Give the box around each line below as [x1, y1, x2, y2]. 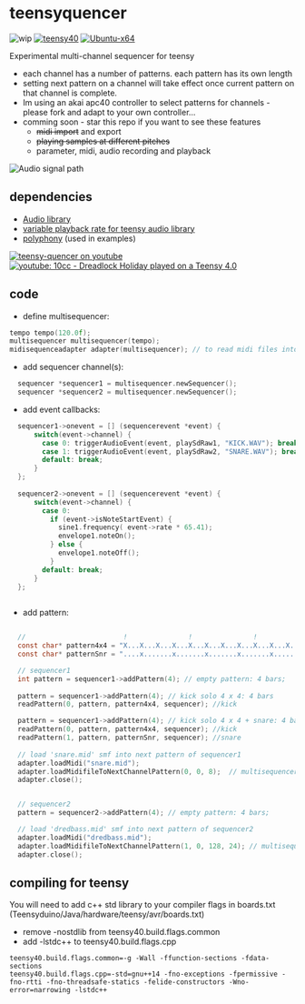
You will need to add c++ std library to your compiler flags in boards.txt [9, 899, 276, 910]
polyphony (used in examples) [22, 233, 136, 244]
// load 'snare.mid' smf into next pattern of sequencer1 [17, 749, 242, 759]
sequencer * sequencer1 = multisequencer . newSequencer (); [17, 379, 238, 388]
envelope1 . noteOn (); [57, 531, 136, 541]
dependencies [9, 189, 93, 205]
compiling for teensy [9, 875, 130, 890]
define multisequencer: [22, 310, 110, 321]
